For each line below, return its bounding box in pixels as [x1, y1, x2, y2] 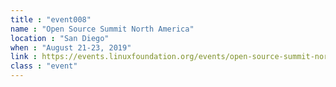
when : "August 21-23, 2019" [10, 42, 132, 53]
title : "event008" [10, 14, 92, 25]
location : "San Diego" [10, 33, 110, 43]
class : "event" [10, 61, 78, 71]
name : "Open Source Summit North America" [10, 24, 195, 34]
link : [10, 52, 38, 62]
